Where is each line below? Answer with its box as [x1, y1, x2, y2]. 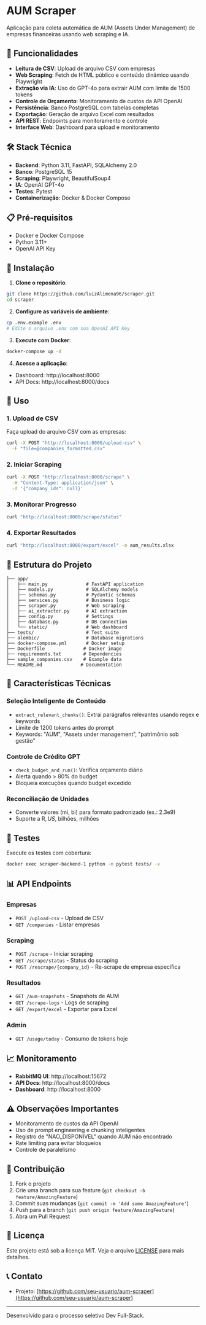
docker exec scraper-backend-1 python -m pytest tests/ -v [6, 861, 161, 867]
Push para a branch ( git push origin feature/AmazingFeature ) [15, 1206, 175, 1214]
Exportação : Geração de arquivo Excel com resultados [15, 110, 154, 117]
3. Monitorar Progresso [6, 500, 77, 509]
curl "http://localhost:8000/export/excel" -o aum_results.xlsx [6, 542, 174, 549]
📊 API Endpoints [6, 879, 72, 889]
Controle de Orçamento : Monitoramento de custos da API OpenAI [15, 97, 183, 104]
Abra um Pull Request [15, 1213, 71, 1220]
